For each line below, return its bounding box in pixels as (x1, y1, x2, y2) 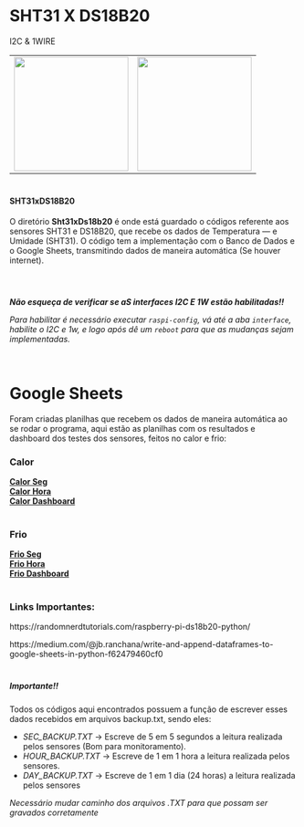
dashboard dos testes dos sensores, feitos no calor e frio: (9, 433, 226, 444)
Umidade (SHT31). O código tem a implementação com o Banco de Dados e (9, 235, 295, 246)
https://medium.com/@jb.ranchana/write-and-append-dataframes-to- (9, 639, 274, 650)
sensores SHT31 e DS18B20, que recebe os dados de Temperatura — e (9, 225, 278, 236)
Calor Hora (9, 486, 52, 497)
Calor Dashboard (9, 496, 76, 507)
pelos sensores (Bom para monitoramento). (22, 740, 187, 751)
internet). (9, 255, 44, 266)
